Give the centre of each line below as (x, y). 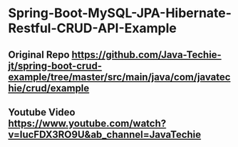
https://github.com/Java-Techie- (146, 55)
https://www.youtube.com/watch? (87, 123)
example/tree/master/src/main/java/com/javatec (119, 77)
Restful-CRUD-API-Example (92, 28)
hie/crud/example (49, 88)
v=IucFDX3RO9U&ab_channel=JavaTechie (105, 135)
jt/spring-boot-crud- (55, 66)
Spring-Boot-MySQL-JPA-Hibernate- (120, 13)
